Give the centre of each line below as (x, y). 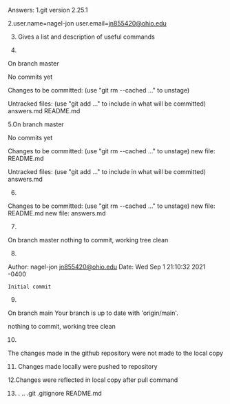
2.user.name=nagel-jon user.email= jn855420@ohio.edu (87, 23)
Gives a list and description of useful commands (86, 37)
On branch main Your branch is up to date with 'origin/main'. (93, 313)
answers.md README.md (44, 111)
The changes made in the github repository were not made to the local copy (115, 353)
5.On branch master (36, 124)
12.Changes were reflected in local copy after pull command (93, 380)
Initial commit (30, 287)
